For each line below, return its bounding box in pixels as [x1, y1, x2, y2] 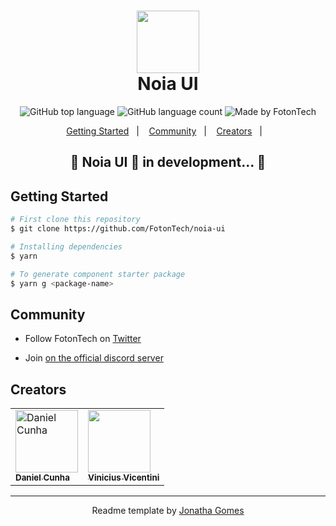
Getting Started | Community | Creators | [66, 125, 263, 137]
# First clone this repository [10, 215, 141, 225]
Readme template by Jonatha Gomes [91, 505, 245, 517]
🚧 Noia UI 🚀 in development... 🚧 [69, 154, 267, 171]
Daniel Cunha [15, 472, 70, 484]
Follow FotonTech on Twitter [24, 333, 142, 345]
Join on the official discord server [24, 352, 164, 364]
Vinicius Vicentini [88, 472, 160, 484]
